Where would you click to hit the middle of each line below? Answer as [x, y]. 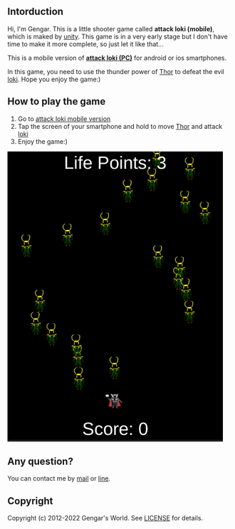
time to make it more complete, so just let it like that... [85, 44]
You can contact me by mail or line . [59, 478]
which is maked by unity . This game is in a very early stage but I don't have [117, 36]
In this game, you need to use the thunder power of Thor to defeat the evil [116, 71]
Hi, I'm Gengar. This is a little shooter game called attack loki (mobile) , [111, 28]
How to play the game [57, 101]
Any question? [40, 462]
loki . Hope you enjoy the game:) [54, 79]
